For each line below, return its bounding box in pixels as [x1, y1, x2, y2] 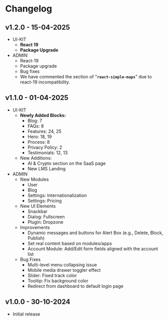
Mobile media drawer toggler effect [27, 267, 101, 273]
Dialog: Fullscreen [27, 213, 65, 220]
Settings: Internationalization [27, 192, 87, 198]
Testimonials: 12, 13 [27, 149, 68, 156]
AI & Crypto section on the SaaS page [27, 160, 106, 166]
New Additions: [20, 155, 52, 161]
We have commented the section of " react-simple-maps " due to [20, 74, 152, 79]
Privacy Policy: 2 [27, 144, 62, 150]
